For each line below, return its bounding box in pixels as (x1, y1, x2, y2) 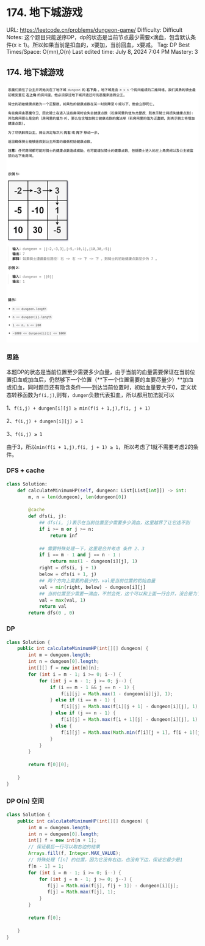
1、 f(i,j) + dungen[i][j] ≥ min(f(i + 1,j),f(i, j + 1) (6, 404, 151, 412)
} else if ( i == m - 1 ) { (49, 697, 116, 703)
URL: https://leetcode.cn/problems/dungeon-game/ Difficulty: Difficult (6, 26, 183, 34)
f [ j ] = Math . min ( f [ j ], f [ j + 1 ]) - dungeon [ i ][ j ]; (47, 882, 179, 889)
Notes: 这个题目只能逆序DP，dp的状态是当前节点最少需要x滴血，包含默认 (6, 33, 191, 40)
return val (38, 604, 67, 610)
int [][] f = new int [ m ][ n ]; (28, 665, 99, 671)
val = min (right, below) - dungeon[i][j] (38, 584, 146, 590)
